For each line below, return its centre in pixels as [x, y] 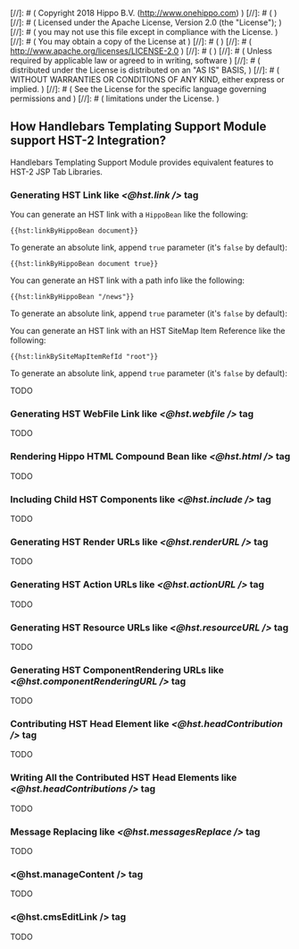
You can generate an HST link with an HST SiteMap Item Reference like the [148, 331]
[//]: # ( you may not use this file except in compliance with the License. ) [144, 32]
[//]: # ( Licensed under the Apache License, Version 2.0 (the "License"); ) [146, 22]
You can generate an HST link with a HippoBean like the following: [129, 215]
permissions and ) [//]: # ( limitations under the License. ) [115, 98]
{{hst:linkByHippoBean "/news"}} [72, 297]
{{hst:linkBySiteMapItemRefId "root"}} [84, 357]
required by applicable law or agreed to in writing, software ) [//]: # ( [136, 60]
